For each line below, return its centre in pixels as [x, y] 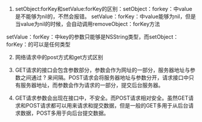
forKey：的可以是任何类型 [38, 44]
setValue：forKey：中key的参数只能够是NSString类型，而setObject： [93, 37]
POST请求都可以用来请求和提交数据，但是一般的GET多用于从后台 [107, 105]
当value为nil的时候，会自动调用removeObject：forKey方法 [87, 24]
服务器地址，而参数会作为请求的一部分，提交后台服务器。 [92, 85]
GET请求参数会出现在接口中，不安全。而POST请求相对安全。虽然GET [102, 98]
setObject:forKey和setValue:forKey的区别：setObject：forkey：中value [103, 9]
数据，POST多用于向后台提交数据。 [65, 113]
